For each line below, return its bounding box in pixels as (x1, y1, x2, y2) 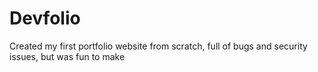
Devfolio (9, 7, 81, 30)
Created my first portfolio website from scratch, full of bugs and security (9, 40, 308, 52)
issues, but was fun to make (9, 50, 126, 62)
